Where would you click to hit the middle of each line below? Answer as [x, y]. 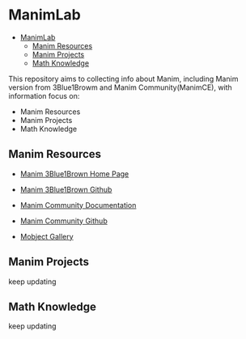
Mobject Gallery [47, 236]
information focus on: [44, 95]
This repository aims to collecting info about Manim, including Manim [123, 78]
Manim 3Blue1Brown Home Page [74, 174]
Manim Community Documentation [78, 205]
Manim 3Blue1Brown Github [66, 189]
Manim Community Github [64, 221]
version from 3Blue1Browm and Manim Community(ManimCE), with [120, 87]
